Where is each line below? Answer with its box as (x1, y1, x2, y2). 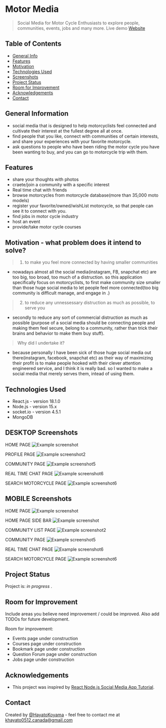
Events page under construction (12, 636, 78, 642)
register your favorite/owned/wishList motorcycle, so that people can (12, 203, 154, 209)
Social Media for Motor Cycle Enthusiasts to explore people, (17, 20, 140, 26)
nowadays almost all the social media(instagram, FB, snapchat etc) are (12, 269, 157, 275)
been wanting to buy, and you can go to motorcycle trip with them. (12, 149, 149, 155)
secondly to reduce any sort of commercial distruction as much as (12, 314, 148, 321)
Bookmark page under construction (12, 646, 85, 652)
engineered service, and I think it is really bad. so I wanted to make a (12, 365, 153, 371)
